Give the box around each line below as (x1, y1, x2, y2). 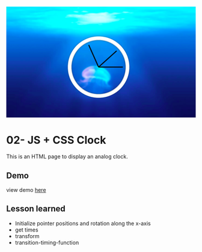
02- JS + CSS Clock (6, 133, 106, 147)
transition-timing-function (14, 239, 79, 246)
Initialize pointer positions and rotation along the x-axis (14, 220, 151, 227)
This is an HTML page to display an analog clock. (6, 153, 128, 160)
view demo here (6, 186, 46, 194)
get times (14, 226, 38, 233)
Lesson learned (6, 204, 66, 214)
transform (14, 232, 40, 239)
